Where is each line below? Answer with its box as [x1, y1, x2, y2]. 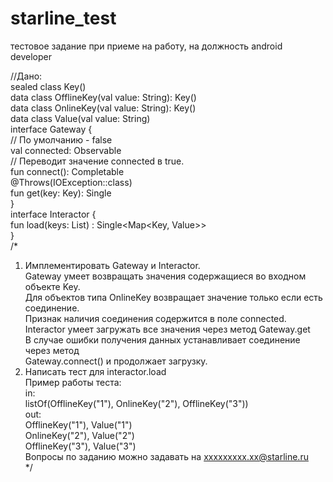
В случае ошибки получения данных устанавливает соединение [24, 333, 301, 346]
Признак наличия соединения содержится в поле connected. [24, 312, 287, 324]
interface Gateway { [10, 123, 93, 135]
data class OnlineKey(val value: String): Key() [10, 102, 197, 114]
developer [10, 50, 53, 62]
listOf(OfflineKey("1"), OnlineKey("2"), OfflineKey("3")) [24, 397, 249, 409]
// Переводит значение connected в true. [10, 155, 185, 167]
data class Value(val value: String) [10, 112, 151, 124]
